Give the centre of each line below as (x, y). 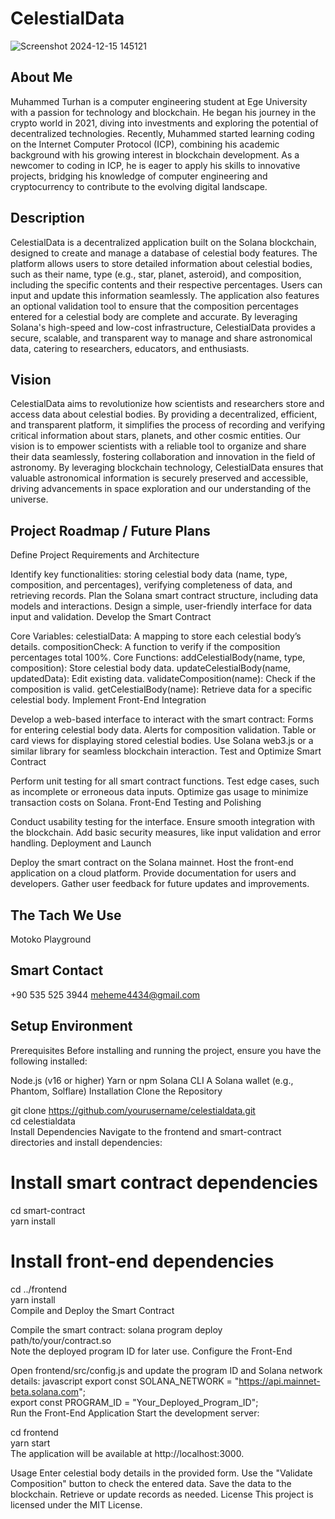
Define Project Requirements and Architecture (105, 555)
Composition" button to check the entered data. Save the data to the (151, 1483)
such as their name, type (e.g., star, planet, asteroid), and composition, (156, 274)
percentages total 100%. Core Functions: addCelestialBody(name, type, (158, 658)
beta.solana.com (45, 1391)
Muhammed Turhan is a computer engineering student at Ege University (159, 101)
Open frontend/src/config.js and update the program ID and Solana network (166, 1370)
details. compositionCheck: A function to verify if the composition (145, 647)
